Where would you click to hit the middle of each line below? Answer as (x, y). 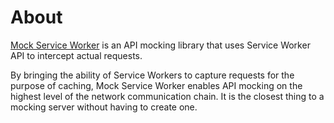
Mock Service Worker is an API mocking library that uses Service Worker (160, 45)
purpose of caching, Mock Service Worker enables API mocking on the (156, 85)
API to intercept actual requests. (76, 55)
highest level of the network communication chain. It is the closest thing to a (167, 96)
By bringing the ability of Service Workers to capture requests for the (152, 75)
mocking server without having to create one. (104, 107)
